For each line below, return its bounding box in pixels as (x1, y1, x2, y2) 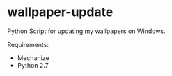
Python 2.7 (17, 61, 49, 69)
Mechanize (17, 53, 50, 62)
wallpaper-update (7, 4, 114, 20)
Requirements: (7, 40, 49, 48)
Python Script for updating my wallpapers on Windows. (7, 27, 166, 35)
